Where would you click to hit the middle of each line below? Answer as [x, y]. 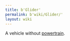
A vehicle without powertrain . [35, 33]
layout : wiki [19, 19]
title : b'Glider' [23, 10]
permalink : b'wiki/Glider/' [34, 14]
